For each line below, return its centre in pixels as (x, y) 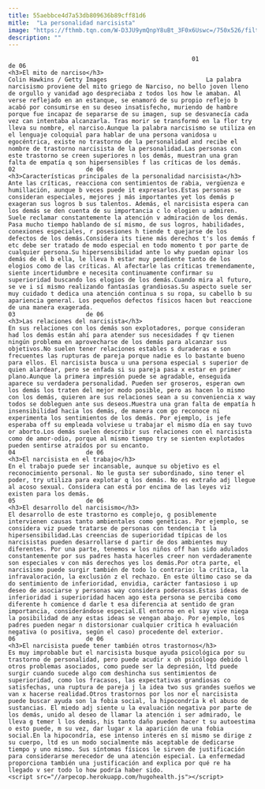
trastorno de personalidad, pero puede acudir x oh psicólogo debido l (128, 660)
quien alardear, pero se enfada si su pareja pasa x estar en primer (125, 370)
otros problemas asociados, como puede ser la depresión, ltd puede (123, 667)
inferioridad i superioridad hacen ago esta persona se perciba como (125, 598)
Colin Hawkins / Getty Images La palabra (125, 80)
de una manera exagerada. (50, 308)
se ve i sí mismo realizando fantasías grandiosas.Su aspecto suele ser (130, 287)
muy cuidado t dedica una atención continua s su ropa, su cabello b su (130, 294)
